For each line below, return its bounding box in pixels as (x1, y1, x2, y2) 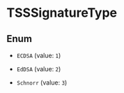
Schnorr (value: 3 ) (16, 78, 68, 87)
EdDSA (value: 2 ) (16, 65, 61, 73)
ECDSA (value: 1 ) (16, 51, 61, 59)
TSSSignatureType (6, 5, 118, 21)
